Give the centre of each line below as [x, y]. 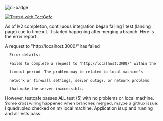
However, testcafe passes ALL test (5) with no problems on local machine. [80, 98]
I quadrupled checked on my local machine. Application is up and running [79, 108]
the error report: [21, 37]
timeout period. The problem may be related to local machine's [76, 72]
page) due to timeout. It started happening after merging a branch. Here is [80, 31]
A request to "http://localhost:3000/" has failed [52, 46]
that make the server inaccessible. [47, 89]
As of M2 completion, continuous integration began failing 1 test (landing [78, 26]
